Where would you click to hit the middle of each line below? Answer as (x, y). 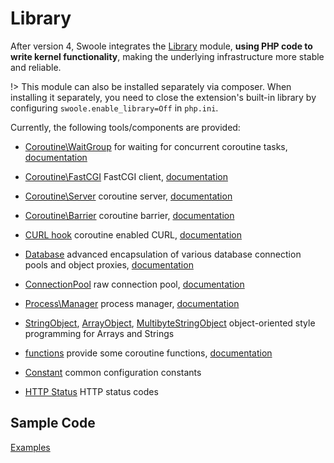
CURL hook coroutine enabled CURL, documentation (133, 234)
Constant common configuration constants (113, 372)
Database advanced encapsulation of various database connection (163, 254)
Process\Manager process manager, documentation (132, 303)
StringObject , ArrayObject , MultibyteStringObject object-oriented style (170, 323)
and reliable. (36, 67)
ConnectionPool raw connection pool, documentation (134, 284)
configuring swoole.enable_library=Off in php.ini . (114, 108)
